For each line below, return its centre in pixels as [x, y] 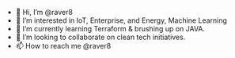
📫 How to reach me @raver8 [63, 46]
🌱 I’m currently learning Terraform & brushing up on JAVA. [110, 29]
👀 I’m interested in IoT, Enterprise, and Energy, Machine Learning [121, 20]
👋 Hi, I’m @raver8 [44, 12]
